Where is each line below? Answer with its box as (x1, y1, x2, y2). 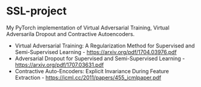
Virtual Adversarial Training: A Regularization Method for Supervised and (14, 42, 195, 49)
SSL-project (6, 4, 67, 18)
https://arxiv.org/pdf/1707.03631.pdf (14, 61, 104, 68)
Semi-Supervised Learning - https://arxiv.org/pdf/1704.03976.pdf (14, 48, 177, 55)
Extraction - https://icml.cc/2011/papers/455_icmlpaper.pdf (14, 74, 161, 81)
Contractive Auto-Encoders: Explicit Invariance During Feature (14, 67, 169, 74)
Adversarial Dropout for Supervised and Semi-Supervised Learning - (14, 55, 185, 62)
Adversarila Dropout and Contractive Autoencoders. (6, 30, 135, 37)
